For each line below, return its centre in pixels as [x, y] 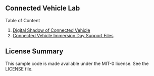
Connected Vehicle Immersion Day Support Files [63, 35]
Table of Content [23, 20]
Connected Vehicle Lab [43, 8]
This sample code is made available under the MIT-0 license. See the [77, 63]
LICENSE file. [19, 69]
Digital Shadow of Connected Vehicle [51, 30]
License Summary [34, 52]
